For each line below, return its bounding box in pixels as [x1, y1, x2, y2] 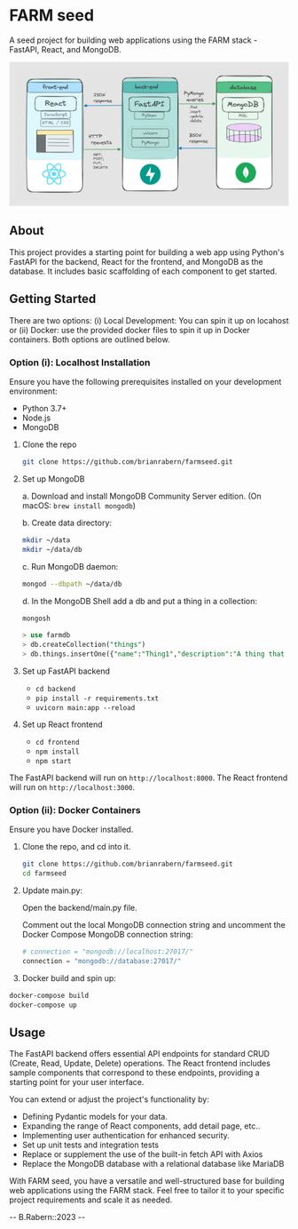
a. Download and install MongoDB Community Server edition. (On [21, 491, 262, 501]
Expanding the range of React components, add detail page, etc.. [21, 1121, 261, 1131]
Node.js [21, 412, 51, 423]
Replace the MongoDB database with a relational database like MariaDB [21, 1159, 285, 1169]
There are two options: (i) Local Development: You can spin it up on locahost [9, 315, 289, 325]
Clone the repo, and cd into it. [21, 842, 131, 852]
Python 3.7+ [21, 403, 67, 413]
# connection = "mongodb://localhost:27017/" [21, 947, 193, 956]
